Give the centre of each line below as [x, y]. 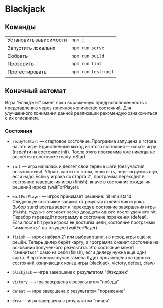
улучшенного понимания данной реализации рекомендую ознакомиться [81, 113]
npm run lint [87, 64]
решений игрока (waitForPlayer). [46, 187]
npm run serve [88, 48]
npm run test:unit [93, 72]
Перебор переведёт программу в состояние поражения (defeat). [80, 217]
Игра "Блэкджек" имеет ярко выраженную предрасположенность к [76, 102]
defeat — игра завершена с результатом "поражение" [69, 291]
